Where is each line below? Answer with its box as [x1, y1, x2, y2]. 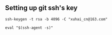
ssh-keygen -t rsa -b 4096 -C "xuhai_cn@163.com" [5, 17, 108, 21]
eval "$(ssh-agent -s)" [5, 25, 54, 30]
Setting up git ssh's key [5, 4, 78, 12]
